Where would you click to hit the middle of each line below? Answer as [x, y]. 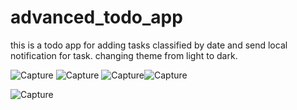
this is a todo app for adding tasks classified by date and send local [149, 45]
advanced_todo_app [96, 17]
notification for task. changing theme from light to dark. [124, 55]
